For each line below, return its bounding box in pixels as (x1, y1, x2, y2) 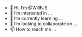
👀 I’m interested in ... (9, 10, 52, 16)
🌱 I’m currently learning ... (9, 15, 63, 21)
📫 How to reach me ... (9, 26, 56, 32)
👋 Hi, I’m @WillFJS (9, 5, 48, 10)
